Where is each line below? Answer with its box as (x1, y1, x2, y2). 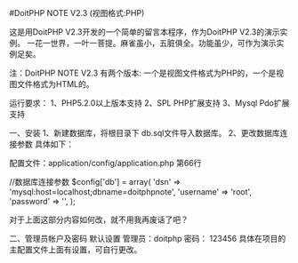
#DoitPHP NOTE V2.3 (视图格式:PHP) (9, 8, 145, 18)
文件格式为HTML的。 (16, 79, 95, 89)
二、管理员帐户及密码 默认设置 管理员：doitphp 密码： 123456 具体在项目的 (9, 234, 286, 243)
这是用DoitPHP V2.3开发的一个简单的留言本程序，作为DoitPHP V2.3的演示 (9, 27, 280, 37)
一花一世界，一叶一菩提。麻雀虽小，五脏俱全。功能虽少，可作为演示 (26, 38, 277, 48)
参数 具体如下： (16, 139, 74, 149)
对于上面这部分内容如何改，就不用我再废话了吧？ (9, 214, 189, 225)
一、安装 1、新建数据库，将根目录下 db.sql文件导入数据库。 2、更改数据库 (9, 128, 280, 138)
